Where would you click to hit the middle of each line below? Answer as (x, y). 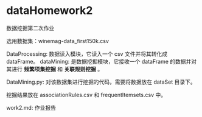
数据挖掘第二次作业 (30, 28)
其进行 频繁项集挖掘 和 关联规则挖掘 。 (55, 69)
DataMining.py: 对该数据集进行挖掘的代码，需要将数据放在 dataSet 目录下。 (101, 82)
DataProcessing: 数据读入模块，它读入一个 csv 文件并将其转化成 (87, 54)
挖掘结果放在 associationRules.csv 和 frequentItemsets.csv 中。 (86, 95)
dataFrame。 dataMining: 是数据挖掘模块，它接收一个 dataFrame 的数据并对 (101, 61)
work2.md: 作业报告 (31, 107)
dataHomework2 (50, 11)
